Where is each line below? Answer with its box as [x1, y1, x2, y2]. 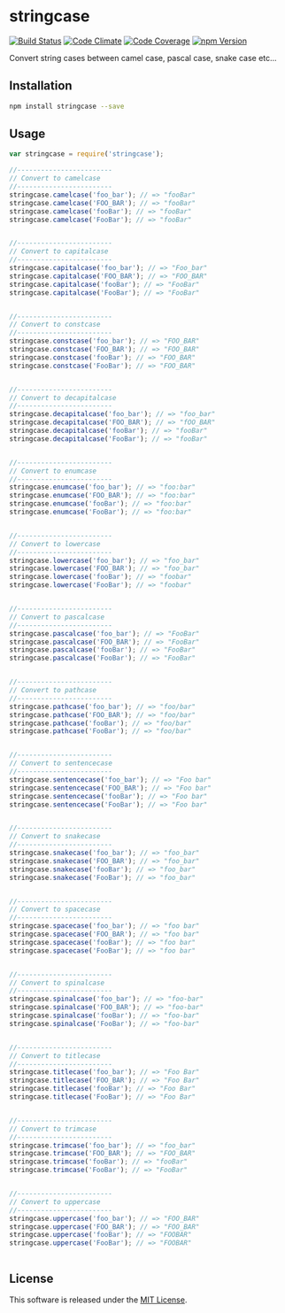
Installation [9, 78, 73, 94]
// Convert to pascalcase [9, 613, 104, 622]
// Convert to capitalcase [9, 247, 109, 256]
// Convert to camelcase [9, 174, 101, 183]
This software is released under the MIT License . [9, 1294, 188, 1305]
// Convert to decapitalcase [9, 393, 117, 402]
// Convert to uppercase [9, 1197, 101, 1206]
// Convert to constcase [9, 321, 101, 329]
